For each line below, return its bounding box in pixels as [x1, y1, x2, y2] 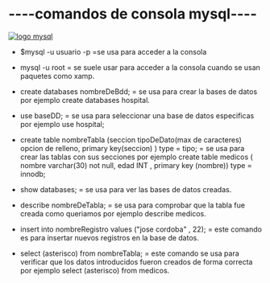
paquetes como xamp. [19, 71, 95, 80]
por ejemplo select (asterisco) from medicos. [19, 265, 170, 275]
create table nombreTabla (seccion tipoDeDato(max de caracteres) [19, 134, 242, 145]
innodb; [19, 169, 46, 178]
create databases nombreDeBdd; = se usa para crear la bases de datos [19, 86, 258, 96]
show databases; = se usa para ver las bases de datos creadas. [19, 184, 232, 194]
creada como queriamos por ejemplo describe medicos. [19, 208, 207, 218]
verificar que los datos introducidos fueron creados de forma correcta [19, 256, 253, 266]
